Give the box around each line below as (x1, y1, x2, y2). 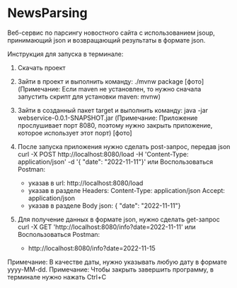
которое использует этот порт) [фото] (17, 128, 132, 137)
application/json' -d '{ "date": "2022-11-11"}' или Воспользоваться (17, 157, 214, 166)
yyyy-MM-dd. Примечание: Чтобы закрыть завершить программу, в (7, 265, 214, 274)
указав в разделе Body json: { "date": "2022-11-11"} (28, 201, 181, 210)
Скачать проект (17, 63, 66, 72)
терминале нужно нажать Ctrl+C (7, 272, 107, 281)
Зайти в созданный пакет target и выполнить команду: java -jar (17, 106, 209, 114)
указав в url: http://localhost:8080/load (28, 179, 144, 187)
